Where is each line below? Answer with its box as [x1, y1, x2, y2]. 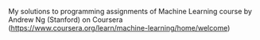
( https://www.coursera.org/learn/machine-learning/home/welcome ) [8, 24, 231, 32]
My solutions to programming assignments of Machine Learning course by [8, 7, 253, 16]
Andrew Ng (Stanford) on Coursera [8, 15, 123, 24]
